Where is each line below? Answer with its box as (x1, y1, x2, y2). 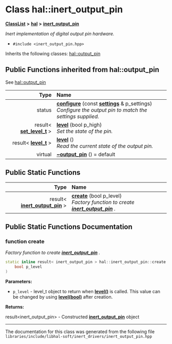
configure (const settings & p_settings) (56, 100, 153, 107)
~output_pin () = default (56, 151, 115, 158)
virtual (36, 151, 52, 158)
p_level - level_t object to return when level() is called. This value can (12, 288, 160, 294)
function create (5, 238, 45, 245)
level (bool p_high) (56, 121, 102, 128)
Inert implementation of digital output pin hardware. (5, 30, 115, 37)
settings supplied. (56, 113, 99, 120)
